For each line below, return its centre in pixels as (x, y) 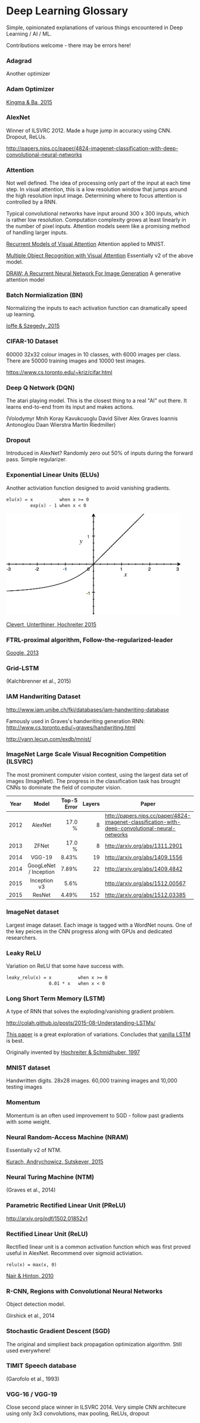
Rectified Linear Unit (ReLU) (47, 1234)
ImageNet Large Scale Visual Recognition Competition (86, 754)
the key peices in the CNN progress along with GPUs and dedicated (89, 931)
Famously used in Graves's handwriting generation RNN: (76, 721)
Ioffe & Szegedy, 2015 (33, 326)
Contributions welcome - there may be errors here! (68, 45)
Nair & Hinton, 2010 (30, 1275)
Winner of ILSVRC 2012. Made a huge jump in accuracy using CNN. (89, 130)
